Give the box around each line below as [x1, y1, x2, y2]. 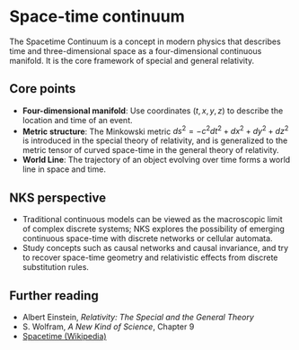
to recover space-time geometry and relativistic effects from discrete [22, 252, 278, 263]
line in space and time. [22, 164, 106, 175]
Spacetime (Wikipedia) [22, 331, 107, 342]
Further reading [9, 288, 99, 303]
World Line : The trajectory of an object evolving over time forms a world [22, 155, 291, 166]
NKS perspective [9, 190, 106, 205]
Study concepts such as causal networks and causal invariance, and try [22, 243, 289, 254]
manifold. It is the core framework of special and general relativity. [9, 55, 255, 66]
